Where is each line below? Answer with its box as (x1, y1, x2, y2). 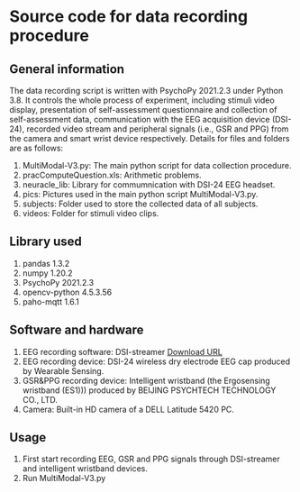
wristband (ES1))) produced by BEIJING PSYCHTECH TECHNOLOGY (22, 385, 277, 396)
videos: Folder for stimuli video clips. (22, 208, 159, 218)
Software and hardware (9, 323, 144, 338)
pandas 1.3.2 (22, 258, 70, 269)
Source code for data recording (9, 6, 249, 27)
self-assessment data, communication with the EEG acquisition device (9, 114, 270, 124)
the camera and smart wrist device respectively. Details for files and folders (9, 133, 290, 143)
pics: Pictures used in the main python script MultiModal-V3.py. (22, 189, 259, 199)
